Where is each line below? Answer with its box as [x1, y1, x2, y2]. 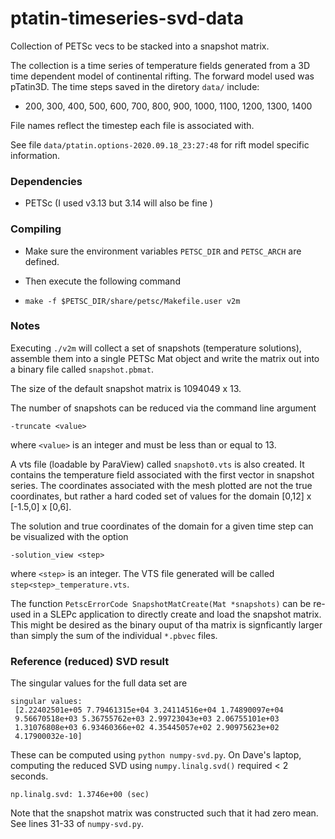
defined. [24, 255, 60, 267]
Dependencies [10, 174, 83, 188]
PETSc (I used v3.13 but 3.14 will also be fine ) [24, 197, 214, 209]
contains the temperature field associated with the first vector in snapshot [10, 468, 315, 481]
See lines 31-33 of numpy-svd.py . [10, 818, 145, 830]
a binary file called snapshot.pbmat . [10, 363, 154, 375]
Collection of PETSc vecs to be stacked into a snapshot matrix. [10, 40, 270, 52]
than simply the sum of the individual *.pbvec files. [10, 629, 218, 641]
